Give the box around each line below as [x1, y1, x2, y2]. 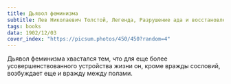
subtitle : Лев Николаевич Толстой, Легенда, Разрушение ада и [7, 17, 189, 23]
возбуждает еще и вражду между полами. [7, 70, 133, 78]
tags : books [7, 23, 41, 30]
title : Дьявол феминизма [7, 10, 78, 17]
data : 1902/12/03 [7, 29, 57, 36]
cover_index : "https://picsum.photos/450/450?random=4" [7, 36, 170, 43]
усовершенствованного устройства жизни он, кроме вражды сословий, [7, 62, 221, 70]
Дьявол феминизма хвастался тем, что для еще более [7, 54, 168, 63]
